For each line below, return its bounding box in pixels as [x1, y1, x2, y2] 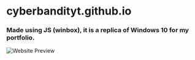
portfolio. [6, 33, 35, 42]
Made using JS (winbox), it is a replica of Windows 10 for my [6, 26, 189, 35]
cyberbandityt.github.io [6, 4, 132, 18]
